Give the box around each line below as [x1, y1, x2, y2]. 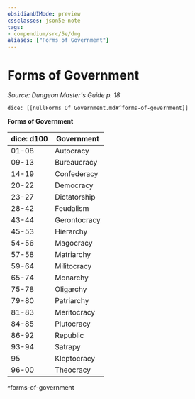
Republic [55, 331, 84, 341]
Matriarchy [55, 250, 91, 260]
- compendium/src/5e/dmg [7, 30, 81, 38]
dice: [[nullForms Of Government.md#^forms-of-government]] [7, 104, 189, 112]
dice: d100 [11, 134, 48, 144]
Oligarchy [55, 285, 87, 295]
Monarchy [55, 273, 89, 283]
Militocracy [55, 261, 92, 271]
